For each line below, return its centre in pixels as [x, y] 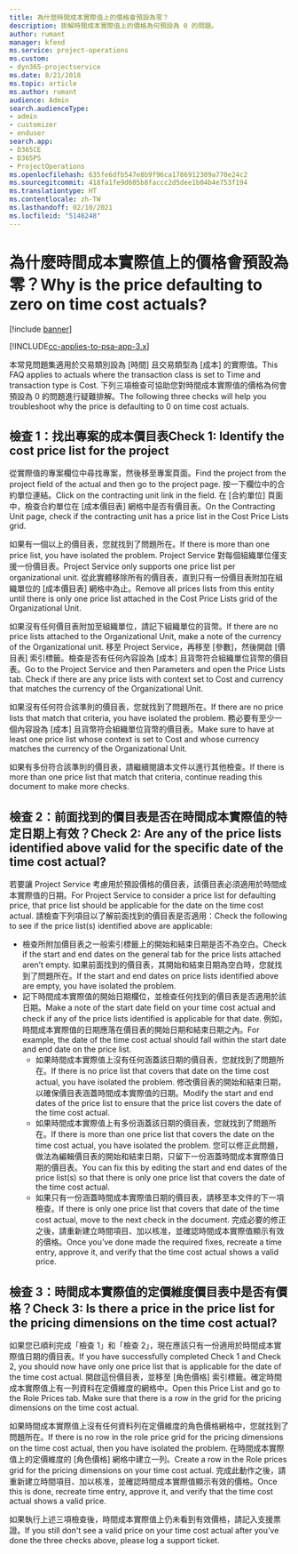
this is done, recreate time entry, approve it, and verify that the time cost [141, 1491]
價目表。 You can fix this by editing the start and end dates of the [169, 1168]
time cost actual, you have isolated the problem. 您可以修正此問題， [159, 1145]
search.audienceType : [49, 108]
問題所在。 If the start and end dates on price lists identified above [158, 976]
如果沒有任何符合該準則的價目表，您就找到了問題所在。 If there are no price [146, 707]
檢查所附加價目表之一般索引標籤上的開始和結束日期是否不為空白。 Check [154, 944]
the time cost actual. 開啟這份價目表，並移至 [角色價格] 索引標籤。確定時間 [145, 1377]
